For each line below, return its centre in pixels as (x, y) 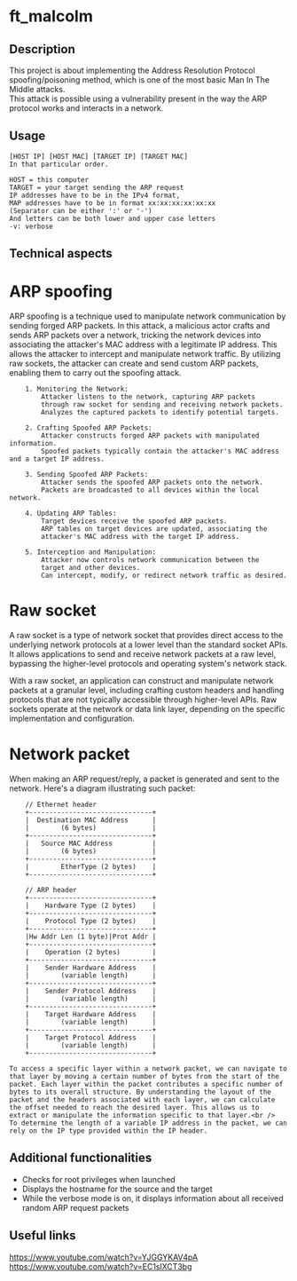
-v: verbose (31, 226)
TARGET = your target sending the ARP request (97, 187)
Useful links (43, 1236)
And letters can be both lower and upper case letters (113, 218)
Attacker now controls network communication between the (150, 560)
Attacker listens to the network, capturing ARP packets (148, 397)
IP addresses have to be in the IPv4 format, (94, 195)
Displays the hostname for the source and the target (117, 1189)
